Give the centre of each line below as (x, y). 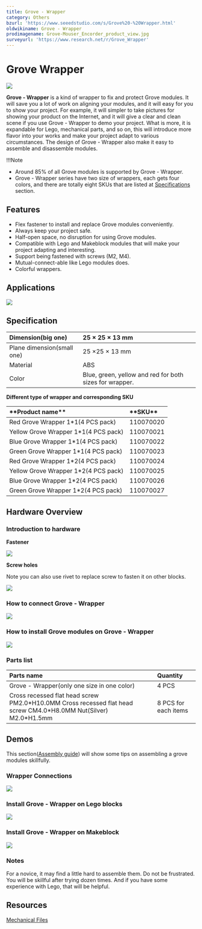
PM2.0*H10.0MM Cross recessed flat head (71, 702)
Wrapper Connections (39, 776)
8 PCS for (171, 702)
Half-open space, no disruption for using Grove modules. (85, 237)
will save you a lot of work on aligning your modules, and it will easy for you (100, 103)
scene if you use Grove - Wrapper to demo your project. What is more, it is (99, 123)
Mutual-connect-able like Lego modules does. (72, 263)
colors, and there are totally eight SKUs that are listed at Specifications (103, 184)
